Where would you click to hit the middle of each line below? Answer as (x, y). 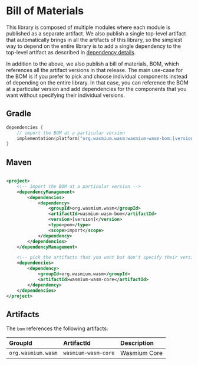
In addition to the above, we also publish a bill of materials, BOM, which (93, 64)
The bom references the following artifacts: (57, 328)
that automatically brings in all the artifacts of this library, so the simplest (94, 40)
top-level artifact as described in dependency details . (71, 52)
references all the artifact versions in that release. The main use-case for (95, 70)
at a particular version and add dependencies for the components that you (96, 89)
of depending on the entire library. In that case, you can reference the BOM (97, 82)
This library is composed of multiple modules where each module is (88, 27)
